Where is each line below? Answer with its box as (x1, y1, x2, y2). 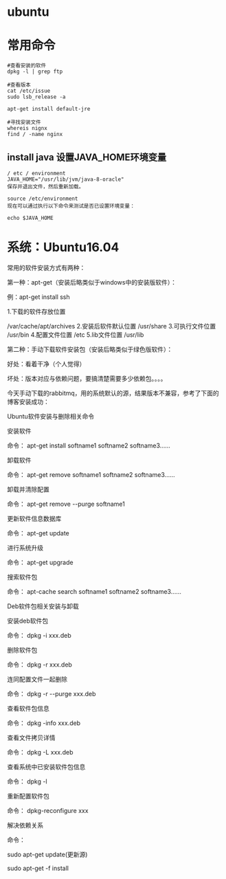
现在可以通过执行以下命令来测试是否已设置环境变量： (7, 202, 135, 210)
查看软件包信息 (7, 704, 49, 712)
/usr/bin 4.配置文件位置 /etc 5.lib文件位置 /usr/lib (7, 331, 144, 339)
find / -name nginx (7, 131, 63, 138)
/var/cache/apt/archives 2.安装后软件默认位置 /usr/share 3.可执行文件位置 (7, 322, 216, 330)
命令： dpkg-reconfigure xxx (7, 806, 89, 814)
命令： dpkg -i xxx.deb (7, 631, 72, 639)
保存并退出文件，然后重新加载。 (7, 183, 84, 190)
